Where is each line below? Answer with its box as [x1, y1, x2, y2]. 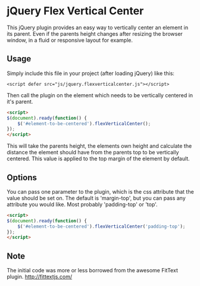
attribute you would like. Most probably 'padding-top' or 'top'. [7, 201, 158, 208]
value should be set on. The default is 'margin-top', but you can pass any [7, 194, 186, 201]
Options [7, 172, 37, 182]
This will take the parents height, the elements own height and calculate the [7, 142, 192, 150]
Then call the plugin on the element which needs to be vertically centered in [7, 91, 193, 99]
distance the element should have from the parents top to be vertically [7, 149, 179, 156]
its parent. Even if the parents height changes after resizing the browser [7, 30, 183, 37]
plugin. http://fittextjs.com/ [7, 273, 73, 281]
